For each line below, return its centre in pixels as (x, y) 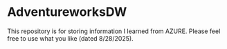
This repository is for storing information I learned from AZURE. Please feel (114, 31)
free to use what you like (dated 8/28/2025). (70, 38)
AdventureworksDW (67, 12)
